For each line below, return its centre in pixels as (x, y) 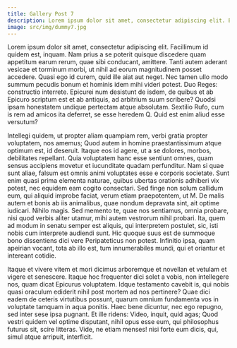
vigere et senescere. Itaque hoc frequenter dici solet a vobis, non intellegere (118, 277)
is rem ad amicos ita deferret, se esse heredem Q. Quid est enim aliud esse (116, 114)
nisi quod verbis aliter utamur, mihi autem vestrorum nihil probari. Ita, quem (116, 218)
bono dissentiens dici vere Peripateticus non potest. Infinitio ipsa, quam (111, 241)
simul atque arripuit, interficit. (50, 337)
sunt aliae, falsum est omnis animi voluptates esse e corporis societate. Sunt (119, 173)
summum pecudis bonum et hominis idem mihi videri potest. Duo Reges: (113, 85)
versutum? (23, 122)
